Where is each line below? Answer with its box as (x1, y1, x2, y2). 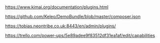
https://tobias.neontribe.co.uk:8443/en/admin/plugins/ (5, 23, 116, 29)
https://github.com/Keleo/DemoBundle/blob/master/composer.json (5, 14, 141, 19)
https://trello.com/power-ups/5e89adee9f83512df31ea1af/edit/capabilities (5, 33, 155, 38)
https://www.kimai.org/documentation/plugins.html (5, 4, 109, 10)
